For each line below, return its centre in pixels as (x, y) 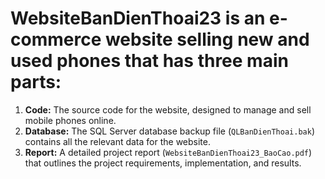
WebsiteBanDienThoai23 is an (138, 18)
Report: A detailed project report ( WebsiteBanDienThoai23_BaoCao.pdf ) (168, 152)
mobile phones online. (70, 120)
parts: (36, 82)
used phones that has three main (149, 61)
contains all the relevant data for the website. (117, 141)
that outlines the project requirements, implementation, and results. (163, 163)
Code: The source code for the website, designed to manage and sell (168, 109)
